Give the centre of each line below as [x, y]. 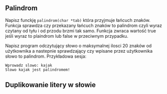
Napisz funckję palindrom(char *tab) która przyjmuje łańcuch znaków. [78, 20]
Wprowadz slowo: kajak [29, 65]
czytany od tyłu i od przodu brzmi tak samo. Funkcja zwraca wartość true [81, 31]
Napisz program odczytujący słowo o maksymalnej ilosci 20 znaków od [79, 46]
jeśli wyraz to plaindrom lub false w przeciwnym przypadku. [67, 36]
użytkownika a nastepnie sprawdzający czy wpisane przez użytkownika [79, 51]
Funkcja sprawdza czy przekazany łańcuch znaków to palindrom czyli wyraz [83, 25]
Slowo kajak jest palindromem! [38, 70]
